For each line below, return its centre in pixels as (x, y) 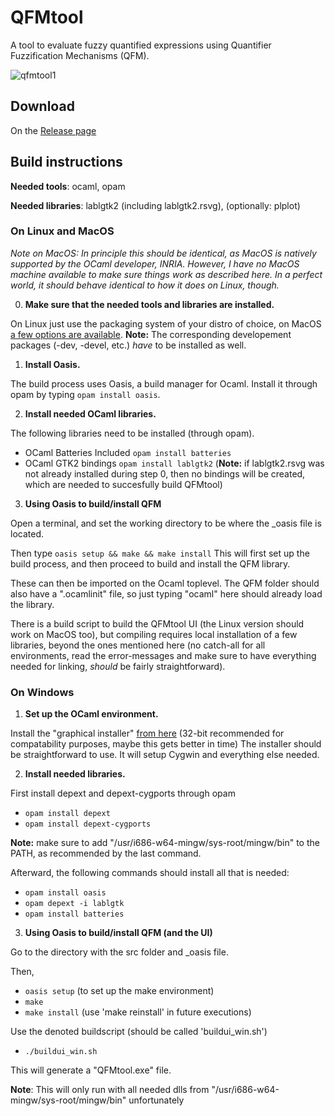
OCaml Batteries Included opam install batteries (128, 452)
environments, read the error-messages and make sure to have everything (163, 655)
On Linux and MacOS (62, 231)
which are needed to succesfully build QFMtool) (123, 484)
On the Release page (53, 130)
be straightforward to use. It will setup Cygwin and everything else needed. (165, 755)
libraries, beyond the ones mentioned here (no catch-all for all (138, 645)
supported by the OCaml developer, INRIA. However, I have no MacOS (155, 263)
